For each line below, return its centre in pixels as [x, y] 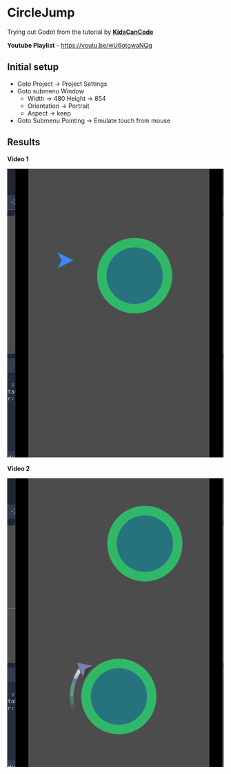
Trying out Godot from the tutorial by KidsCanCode [80, 32]
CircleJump [41, 13]
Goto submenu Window [51, 91]
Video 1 [18, 159]
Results [24, 142]
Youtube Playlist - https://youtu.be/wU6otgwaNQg [80, 45]
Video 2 [19, 468]
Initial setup [33, 67]
